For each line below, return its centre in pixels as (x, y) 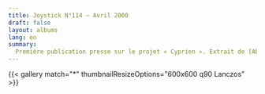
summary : (22, 45)
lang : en (22, 37)
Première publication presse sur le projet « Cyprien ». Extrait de (130, 52)
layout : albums (33, 30)
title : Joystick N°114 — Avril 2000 (68, 15)
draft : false (30, 23)
